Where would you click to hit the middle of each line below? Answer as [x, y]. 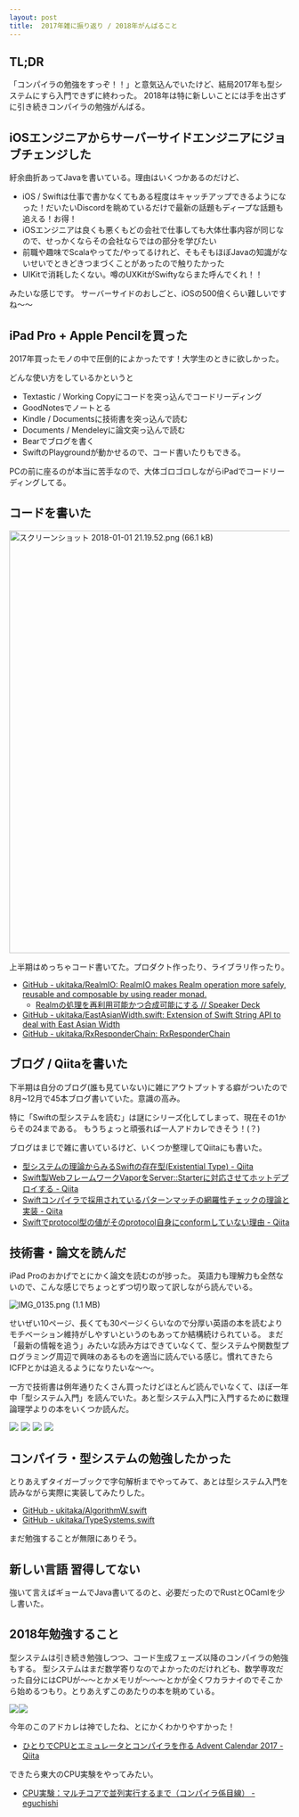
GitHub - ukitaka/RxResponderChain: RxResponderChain [126, 1033]
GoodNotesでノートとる [66, 408]
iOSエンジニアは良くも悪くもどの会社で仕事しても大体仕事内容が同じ [149, 230]
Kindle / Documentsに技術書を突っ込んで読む [105, 418]
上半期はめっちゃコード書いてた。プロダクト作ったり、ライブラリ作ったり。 [149, 966]
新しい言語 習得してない [75, 1569]
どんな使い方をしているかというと [72, 377]
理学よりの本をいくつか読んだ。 [75, 1409]
